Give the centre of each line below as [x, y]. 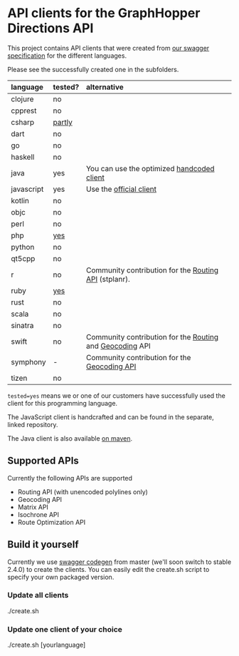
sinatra [22, 325]
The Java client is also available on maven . [70, 438]
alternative [105, 87]
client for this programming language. [63, 403]
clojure [22, 99]
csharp [23, 122]
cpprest [24, 111]
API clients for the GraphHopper [104, 13]
